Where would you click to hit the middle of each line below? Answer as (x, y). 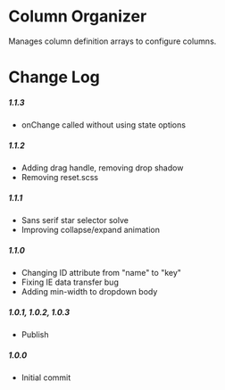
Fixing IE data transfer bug (70, 282)
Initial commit (46, 378)
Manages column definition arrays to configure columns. (112, 41)
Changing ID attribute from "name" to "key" (101, 273)
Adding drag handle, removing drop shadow (102, 168)
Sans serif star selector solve (75, 220)
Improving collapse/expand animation (90, 230)
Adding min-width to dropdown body (89, 291)
